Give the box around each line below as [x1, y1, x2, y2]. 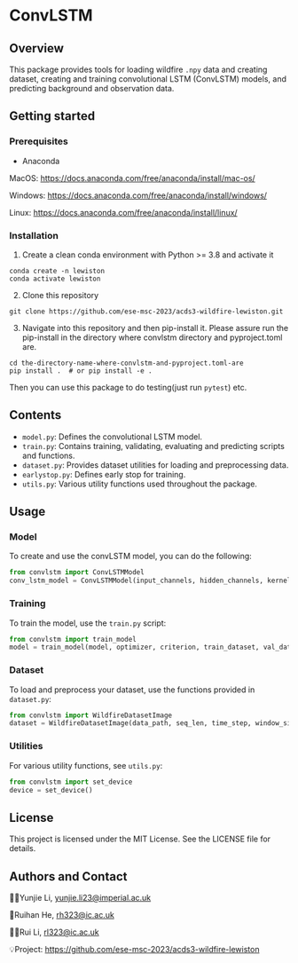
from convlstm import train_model [9, 635, 137, 643]
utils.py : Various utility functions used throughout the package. [21, 478, 257, 489]
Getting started [9, 108, 96, 124]
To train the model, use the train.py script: [9, 618, 167, 628]
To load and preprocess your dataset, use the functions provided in [9, 684, 255, 695]
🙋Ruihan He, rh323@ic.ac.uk [9, 910, 115, 920]
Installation [9, 229, 59, 241]
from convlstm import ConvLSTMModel [9, 568, 145, 577]
